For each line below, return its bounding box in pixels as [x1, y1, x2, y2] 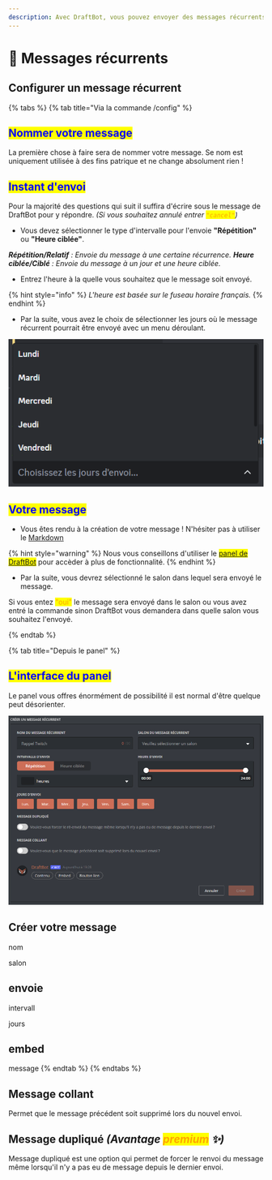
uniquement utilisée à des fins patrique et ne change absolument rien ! [8, 157, 244, 166]
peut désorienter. [8, 699, 66, 709]
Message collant [8, 1087, 95, 1101]
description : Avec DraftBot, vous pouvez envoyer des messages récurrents [8, 13, 266, 21]
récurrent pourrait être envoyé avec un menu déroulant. [19, 323, 206, 333]
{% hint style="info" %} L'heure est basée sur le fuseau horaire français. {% [8, 290, 263, 300]
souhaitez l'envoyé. [8, 614, 73, 624]
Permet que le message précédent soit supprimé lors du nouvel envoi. [8, 1109, 243, 1118]
